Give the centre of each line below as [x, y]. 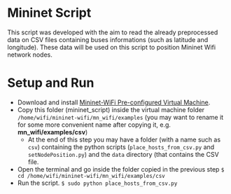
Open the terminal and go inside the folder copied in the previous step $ [121, 169]
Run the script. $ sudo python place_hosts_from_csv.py [97, 183]
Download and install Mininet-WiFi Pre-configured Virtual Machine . [114, 102]
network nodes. [30, 55]
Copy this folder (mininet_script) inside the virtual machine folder [111, 109]
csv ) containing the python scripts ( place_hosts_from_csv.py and [121, 147]
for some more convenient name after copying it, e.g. [94, 125]
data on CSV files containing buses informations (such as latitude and [108, 39]
